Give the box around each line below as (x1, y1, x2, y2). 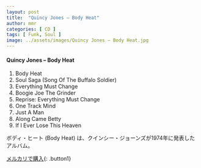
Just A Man (15, 109, 45, 116)
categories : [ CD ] (6, 26, 56, 32)
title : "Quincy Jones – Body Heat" (6, 15, 100, 21)
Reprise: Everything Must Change (15, 96, 100, 103)
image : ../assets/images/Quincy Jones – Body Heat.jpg (6, 37, 149, 43)
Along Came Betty (15, 115, 62, 123)
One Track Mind (15, 102, 56, 110)
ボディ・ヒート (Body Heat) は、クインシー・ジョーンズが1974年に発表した (6, 134, 196, 142)
